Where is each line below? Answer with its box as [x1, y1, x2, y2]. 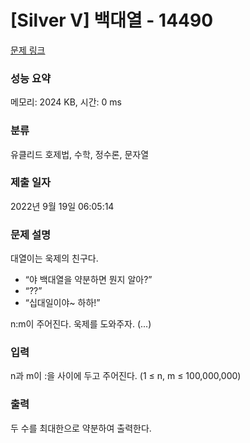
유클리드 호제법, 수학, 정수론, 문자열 [10, 148, 150, 160]
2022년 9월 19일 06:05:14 [10, 200, 115, 212]
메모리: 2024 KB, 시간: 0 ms [10, 96, 122, 108]
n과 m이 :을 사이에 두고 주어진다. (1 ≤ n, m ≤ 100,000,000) [10, 370, 242, 382]
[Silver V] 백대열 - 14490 [10, 9, 214, 32]
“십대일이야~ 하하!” [24, 297, 101, 309]
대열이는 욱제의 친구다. [10, 252, 99, 265]
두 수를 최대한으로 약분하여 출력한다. [10, 422, 152, 434]
